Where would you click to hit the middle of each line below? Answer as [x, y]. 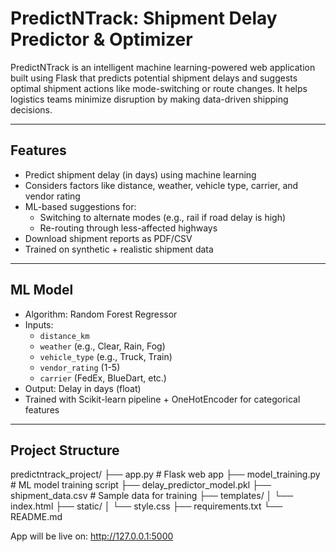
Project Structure [65, 450]
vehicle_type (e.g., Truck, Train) [106, 356]
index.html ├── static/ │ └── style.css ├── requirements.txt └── [146, 506]
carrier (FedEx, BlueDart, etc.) [103, 378]
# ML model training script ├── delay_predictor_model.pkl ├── [141, 485]
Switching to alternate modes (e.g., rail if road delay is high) [163, 217]
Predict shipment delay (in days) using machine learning [140, 174]
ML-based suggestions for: [80, 206]
